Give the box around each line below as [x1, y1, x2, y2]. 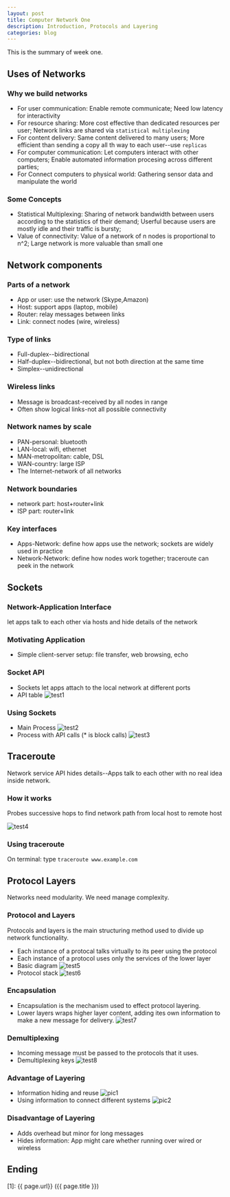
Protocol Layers [7, 875, 76, 887]
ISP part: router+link [16, 507, 74, 516]
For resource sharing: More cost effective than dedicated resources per [16, 118, 220, 127]
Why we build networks [7, 89, 88, 98]
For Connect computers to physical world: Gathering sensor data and [16, 170, 214, 178]
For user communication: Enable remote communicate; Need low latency [16, 104, 223, 112]
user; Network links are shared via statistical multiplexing [16, 126, 190, 134]
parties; [16, 162, 39, 171]
